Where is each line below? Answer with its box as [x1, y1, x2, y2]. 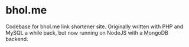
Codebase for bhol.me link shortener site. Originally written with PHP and [5, 23, 184, 30]
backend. [5, 35, 28, 42]
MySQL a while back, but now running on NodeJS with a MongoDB [5, 29, 169, 36]
